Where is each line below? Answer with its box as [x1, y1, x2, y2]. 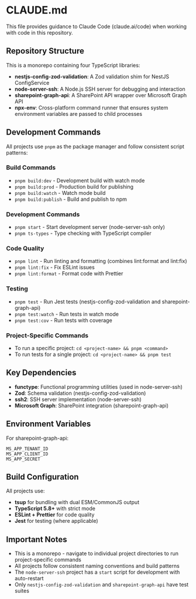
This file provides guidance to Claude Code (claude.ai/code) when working [6, 23, 187, 30]
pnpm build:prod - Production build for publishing [14, 183, 133, 190]
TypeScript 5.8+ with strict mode [14, 505, 95, 512]
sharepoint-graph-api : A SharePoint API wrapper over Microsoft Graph [14, 91, 187, 98]
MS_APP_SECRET [6, 456, 41, 462]
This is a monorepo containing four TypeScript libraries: [6, 61, 140, 69]
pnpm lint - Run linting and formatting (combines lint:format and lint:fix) [14, 258, 187, 265]
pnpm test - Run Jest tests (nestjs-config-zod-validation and [14, 298, 161, 305]
